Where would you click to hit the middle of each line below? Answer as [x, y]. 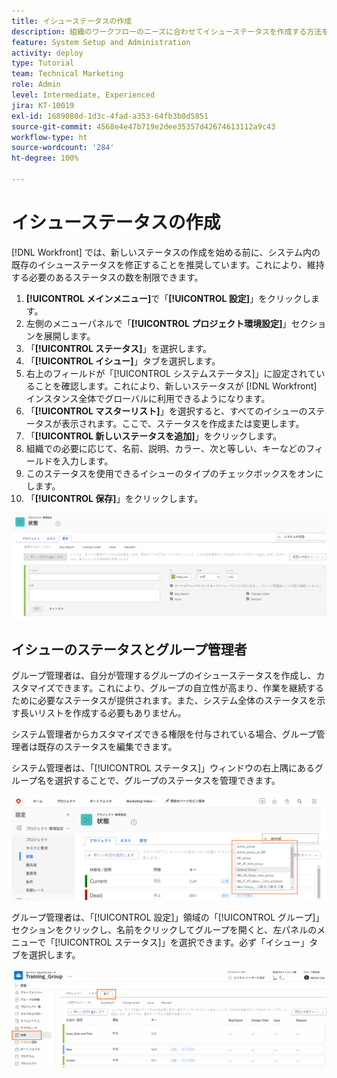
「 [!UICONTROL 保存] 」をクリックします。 [114, 498]
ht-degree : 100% [45, 158]
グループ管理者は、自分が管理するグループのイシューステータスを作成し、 [164, 676]
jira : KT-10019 [43, 105]
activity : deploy [47, 53]
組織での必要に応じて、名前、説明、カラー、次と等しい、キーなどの [165, 448]
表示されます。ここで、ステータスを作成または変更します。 [182, 423]
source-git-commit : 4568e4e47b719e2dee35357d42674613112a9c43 [143, 126]
